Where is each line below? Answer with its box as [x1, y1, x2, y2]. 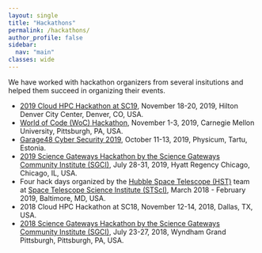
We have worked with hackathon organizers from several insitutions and [8, 77, 244, 87]
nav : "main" [15, 48, 55, 56]
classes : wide [8, 56, 55, 64]
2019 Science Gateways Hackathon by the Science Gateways [19, 151, 220, 160]
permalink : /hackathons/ [8, 26, 90, 34]
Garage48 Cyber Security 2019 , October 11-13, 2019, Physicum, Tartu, [19, 134, 248, 144]
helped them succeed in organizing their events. [8, 85, 166, 95]
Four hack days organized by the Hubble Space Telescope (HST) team [19, 176, 250, 186]
